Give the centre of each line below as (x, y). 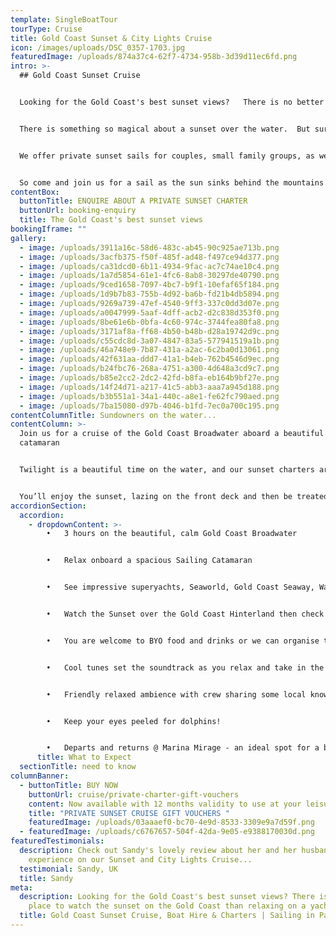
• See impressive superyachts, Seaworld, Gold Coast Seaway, (180, 587)
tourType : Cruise (46, 29)
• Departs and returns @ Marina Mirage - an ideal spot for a (183, 748)
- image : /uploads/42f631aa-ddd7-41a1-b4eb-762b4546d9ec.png (149, 359)
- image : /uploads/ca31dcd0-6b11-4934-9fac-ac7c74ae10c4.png (149, 266)
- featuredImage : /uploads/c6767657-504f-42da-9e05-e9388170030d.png (167, 832)
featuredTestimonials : (57, 841)
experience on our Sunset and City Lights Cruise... (140, 859)
